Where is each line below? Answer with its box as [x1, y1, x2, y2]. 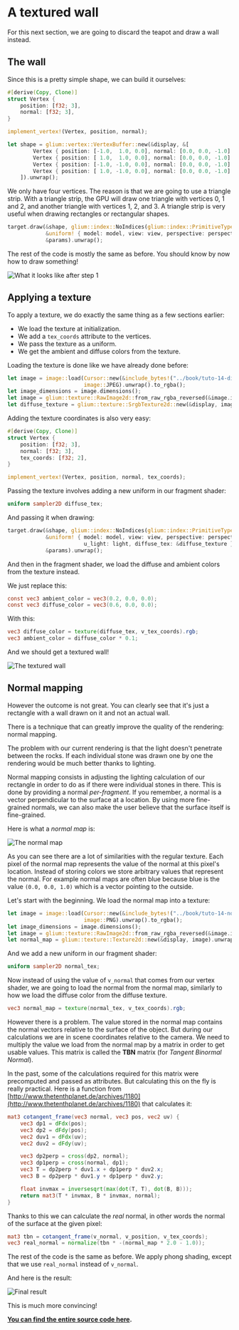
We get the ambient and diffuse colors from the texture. [17, 347, 181, 355]
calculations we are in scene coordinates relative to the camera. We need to [7, 1033, 230, 1041]
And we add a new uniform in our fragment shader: [7, 949, 158, 958]
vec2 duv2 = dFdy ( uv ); [20, 1140, 87, 1147]
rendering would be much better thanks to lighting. [7, 759, 156, 767]
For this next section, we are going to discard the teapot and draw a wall [7, 28, 219, 36]
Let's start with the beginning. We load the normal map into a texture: [7, 895, 211, 905]
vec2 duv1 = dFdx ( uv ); [20, 1133, 87, 1141]
